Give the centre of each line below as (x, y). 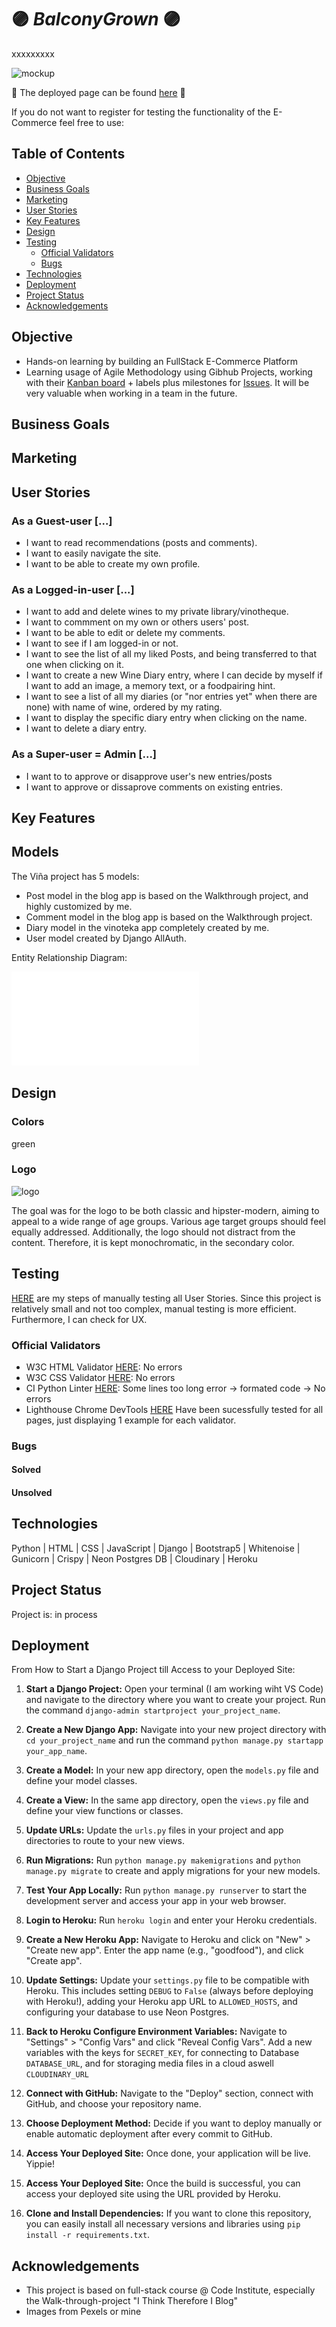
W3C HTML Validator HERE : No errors (104, 1367)
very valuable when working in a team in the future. (131, 393)
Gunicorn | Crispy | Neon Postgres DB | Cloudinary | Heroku (134, 1558)
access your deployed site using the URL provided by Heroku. (153, 2194)
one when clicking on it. (74, 665)
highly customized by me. (79, 906)
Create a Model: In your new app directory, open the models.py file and (172, 1770)
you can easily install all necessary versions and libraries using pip (163, 2224)
